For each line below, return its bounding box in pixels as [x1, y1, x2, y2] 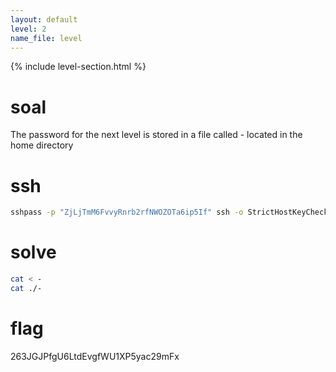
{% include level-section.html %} [10, 61, 147, 73]
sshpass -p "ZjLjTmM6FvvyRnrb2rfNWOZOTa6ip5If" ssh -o [10, 207, 244, 218]
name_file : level [10, 33, 83, 43]
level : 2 [10, 24, 47, 34]
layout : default [10, 14, 78, 25]
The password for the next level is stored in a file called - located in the [10, 129, 303, 141]
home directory [10, 139, 74, 151]
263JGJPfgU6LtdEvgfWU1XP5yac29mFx [10, 350, 180, 362]
